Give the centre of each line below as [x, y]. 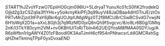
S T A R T [12, 7]
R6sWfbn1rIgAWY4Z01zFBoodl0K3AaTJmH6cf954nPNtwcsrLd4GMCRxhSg [82, 33]
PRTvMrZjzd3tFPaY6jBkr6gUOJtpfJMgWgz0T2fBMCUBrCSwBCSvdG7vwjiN [83, 17]
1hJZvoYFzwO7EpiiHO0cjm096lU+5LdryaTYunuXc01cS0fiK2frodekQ [89, 7]
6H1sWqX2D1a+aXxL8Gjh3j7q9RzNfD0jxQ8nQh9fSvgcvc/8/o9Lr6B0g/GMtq [83, 23]
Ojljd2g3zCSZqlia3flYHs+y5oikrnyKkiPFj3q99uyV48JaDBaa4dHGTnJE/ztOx [83, 12]
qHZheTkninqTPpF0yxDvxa [33, 38]
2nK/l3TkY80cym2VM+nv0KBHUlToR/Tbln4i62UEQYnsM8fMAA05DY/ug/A [82, 28]
